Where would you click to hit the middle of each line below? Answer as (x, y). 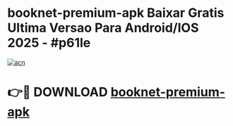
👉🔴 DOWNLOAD (58, 92)
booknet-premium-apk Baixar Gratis (116, 13)
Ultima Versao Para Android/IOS (103, 28)
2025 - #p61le (49, 43)
